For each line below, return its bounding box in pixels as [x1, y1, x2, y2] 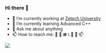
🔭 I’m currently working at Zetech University [12, 16, 101, 22]
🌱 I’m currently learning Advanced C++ [12, 21, 91, 26]
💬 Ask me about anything [12, 26, 63, 32]
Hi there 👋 [5, 4, 29, 11]
